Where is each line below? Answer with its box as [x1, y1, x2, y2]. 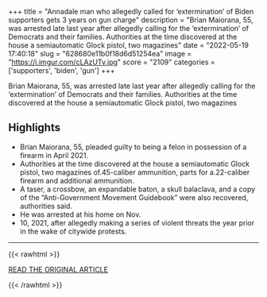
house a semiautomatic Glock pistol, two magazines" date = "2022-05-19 [8, 40, 249, 50]
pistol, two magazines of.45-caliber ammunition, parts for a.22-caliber [19, 167, 250, 177]
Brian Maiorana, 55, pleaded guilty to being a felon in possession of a [19, 142, 247, 152]
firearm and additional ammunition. [19, 175, 135, 185]
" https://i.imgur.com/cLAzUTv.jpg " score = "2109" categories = [8, 57, 216, 67]
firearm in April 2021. [19, 150, 89, 160]
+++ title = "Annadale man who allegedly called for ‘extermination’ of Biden [8, 7, 254, 16]
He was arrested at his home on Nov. [19, 210, 141, 219]
